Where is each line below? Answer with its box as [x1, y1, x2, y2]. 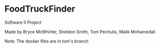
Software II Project [4, 19, 42, 25]
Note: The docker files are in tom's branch [4, 38, 89, 44]
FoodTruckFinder [4, 3, 75, 15]
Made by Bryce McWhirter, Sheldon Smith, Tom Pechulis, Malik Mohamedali [4, 29, 156, 34]
